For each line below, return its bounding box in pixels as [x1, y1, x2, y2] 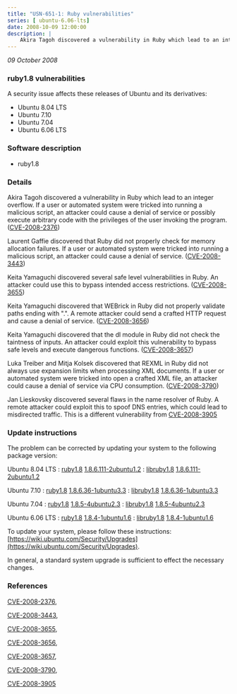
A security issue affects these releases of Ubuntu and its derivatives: [7, 90, 207, 98]
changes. [7, 563, 35, 572]
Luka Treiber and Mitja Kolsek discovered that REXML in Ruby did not [7, 359, 209, 368]
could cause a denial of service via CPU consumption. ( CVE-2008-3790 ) [7, 382, 219, 390]
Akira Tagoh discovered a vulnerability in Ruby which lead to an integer [7, 193, 214, 202]
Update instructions [7, 428, 78, 438]
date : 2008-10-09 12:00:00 [7, 23, 87, 30]
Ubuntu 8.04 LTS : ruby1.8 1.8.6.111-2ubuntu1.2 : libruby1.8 [7, 465, 175, 474]
